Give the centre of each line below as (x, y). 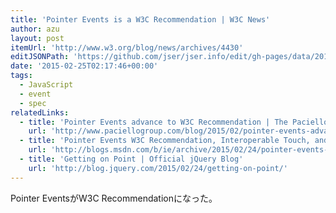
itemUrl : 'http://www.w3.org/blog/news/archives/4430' (127, 47)
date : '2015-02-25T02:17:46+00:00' (84, 66)
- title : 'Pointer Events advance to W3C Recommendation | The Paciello (174, 122)
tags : (21, 76)
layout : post (37, 38)
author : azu (35, 29)
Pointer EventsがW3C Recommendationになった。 (114, 198)
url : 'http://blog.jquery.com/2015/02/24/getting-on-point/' (158, 168)
